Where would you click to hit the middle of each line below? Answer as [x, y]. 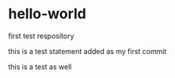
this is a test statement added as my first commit [87, 51]
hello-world [48, 14]
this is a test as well [40, 66]
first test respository [41, 36]
